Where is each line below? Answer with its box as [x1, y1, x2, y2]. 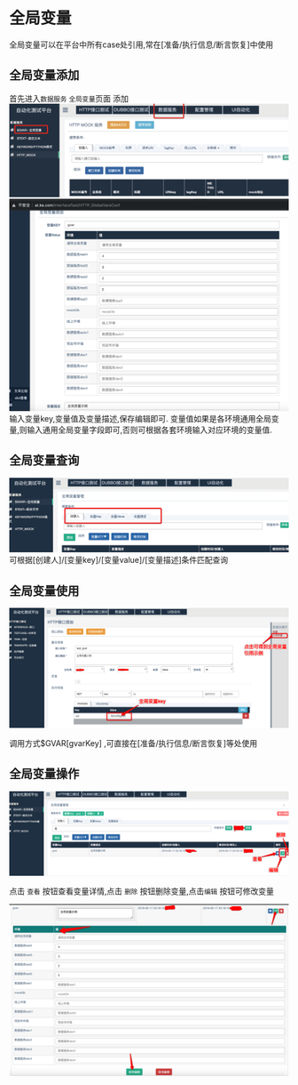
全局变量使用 [9, 583, 80, 599]
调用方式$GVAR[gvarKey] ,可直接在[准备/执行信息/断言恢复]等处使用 [9, 738, 258, 749]
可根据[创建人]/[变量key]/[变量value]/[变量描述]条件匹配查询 [9, 555, 229, 566]
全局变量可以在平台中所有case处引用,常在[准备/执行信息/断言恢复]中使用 [9, 39, 273, 50]
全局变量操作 [9, 767, 80, 782]
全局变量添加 [9, 68, 80, 83]
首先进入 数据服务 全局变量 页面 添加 [9, 92, 129, 103]
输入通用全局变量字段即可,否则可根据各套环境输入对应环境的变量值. [27, 424, 273, 435]
